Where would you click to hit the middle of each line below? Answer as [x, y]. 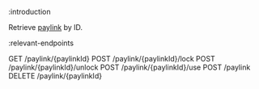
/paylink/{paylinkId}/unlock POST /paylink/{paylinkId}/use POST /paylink [129, 67]
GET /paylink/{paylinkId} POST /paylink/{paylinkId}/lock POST [112, 59]
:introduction [30, 12]
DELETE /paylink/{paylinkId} [55, 76]
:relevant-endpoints [41, 43]
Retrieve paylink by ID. [46, 27]
